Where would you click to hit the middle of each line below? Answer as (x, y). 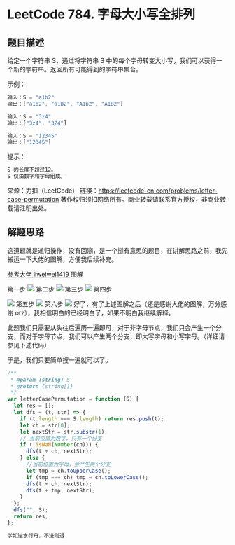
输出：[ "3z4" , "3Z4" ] (37, 123)
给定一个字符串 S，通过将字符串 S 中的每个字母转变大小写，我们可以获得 (112, 61)
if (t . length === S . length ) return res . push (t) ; (92, 419)
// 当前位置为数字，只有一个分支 (61, 439)
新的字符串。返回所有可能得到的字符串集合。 (77, 69)
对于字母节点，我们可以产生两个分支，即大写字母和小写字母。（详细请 (125, 336)
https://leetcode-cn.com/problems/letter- (158, 191)
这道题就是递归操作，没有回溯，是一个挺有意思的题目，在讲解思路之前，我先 (117, 250)
